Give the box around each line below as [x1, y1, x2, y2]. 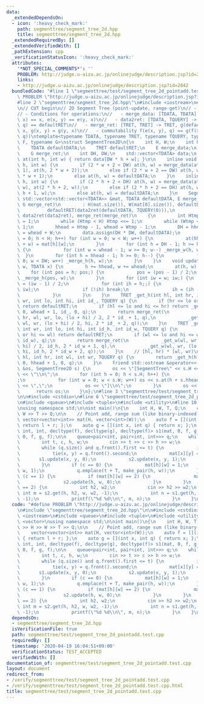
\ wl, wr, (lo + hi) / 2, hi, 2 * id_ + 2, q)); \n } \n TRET [17, 320, 189, 326]
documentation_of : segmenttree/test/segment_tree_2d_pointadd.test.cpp [6, 660, 191, 666]
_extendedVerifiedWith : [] [12, 43, 80, 49]
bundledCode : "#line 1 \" [12, 88, 78, 94]
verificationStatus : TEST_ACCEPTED [12, 649, 102, 655]
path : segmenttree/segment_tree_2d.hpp [17, 26, 118, 32]
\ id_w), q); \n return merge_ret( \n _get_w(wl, [17, 337, 189, 343]
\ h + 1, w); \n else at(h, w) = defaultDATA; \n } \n [17, 190, 178, 196]
